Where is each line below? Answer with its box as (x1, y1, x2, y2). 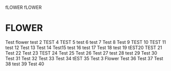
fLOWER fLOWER (5, 5, 42, 10)
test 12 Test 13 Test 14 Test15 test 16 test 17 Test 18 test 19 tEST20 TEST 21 (5, 44, 162, 51)
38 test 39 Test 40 (5, 61, 45, 67)
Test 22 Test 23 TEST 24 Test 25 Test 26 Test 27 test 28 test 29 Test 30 (5, 50, 157, 56)
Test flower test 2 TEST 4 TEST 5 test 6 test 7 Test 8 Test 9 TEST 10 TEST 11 (5, 39, 166, 45)
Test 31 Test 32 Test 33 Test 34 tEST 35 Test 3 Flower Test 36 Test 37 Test (5, 55, 163, 61)
